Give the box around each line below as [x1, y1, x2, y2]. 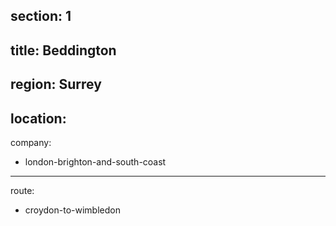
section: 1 [10, 8, 72, 25]
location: [10, 110, 67, 127]
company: [10, 136, 52, 148]
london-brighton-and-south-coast [24, 155, 167, 168]
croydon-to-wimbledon [24, 204, 121, 216]
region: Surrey [10, 76, 102, 93]
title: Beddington [10, 42, 117, 59]
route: [10, 184, 35, 196]
